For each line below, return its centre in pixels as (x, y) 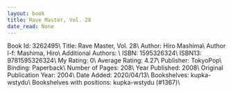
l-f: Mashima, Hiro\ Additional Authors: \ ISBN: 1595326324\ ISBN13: (105, 53)
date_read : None (31, 26)
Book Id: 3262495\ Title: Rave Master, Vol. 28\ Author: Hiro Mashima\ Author (116, 46)
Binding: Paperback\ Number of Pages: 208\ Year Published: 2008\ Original (115, 68)
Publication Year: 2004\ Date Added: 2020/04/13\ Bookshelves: (98, 75)
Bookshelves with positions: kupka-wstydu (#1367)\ (106, 83)
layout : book (26, 13)
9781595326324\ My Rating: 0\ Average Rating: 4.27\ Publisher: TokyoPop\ (114, 61)
